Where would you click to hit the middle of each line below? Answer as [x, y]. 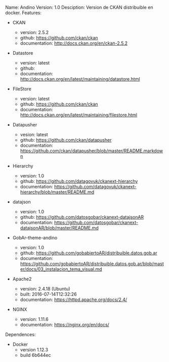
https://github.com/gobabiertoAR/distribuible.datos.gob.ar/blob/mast [92, 264]
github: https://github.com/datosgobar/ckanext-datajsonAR [82, 217]
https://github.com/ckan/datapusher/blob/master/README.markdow [92, 151]
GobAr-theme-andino [35, 238]
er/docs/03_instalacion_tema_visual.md [61, 269]
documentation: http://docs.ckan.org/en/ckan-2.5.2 [74, 43]
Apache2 [22, 279]
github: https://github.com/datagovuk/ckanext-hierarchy [79, 181]
